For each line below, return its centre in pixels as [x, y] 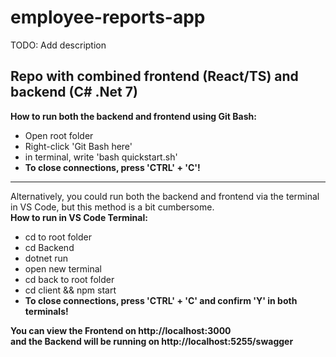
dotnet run [46, 258]
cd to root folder [58, 237]
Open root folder [59, 135]
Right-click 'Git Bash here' [78, 146]
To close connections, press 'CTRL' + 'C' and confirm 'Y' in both [161, 300]
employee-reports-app [108, 17]
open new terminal [63, 268]
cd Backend [49, 247]
